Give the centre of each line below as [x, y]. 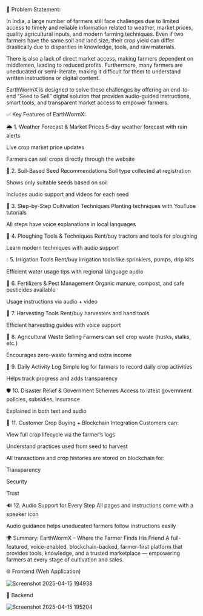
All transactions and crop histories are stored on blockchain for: [85, 458]
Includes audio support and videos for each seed [68, 194]
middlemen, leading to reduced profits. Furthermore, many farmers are [95, 65]
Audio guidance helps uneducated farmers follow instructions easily [91, 526]
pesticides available [31, 290]
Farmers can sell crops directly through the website [71, 159]
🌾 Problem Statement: [34, 9]
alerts [13, 136]
